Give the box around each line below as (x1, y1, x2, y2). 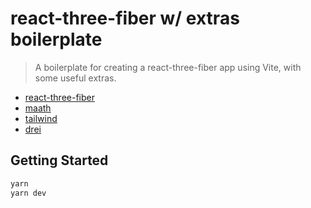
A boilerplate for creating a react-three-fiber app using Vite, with (34, 61, 302, 73)
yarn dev (10, 188, 47, 198)
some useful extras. (34, 72, 117, 84)
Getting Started (10, 152, 109, 169)
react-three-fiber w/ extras (10, 7, 240, 30)
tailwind (24, 112, 58, 124)
